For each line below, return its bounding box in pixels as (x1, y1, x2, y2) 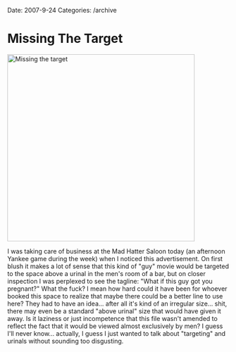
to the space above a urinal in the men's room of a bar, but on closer (7, 269, 206, 277)
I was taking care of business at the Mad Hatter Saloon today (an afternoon (7, 246, 225, 256)
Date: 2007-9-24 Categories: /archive (7, 6, 118, 14)
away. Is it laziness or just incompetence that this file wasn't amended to (7, 314, 218, 322)
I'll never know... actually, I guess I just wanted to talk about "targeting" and (7, 329, 226, 337)
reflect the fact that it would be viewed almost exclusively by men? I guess (7, 322, 223, 330)
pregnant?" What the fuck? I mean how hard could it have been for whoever (7, 284, 228, 293)
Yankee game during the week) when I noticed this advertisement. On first (7, 254, 223, 263)
